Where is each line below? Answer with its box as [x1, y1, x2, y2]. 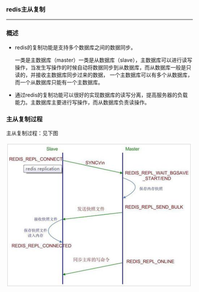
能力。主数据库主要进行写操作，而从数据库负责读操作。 [14, 99, 150, 106]
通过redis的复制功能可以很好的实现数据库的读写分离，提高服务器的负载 [14, 91, 188, 99]
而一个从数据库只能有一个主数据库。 [14, 78, 104, 85]
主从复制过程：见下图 [6, 129, 58, 137]
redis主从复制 [6, 5, 46, 13]
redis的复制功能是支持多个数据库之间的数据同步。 [14, 43, 136, 51]
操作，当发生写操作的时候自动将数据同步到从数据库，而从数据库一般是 [14, 64, 187, 71]
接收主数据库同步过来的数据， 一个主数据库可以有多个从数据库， [35, 71, 193, 78]
